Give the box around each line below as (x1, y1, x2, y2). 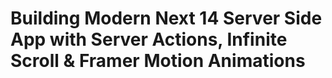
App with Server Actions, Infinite (10, 28, 288, 51)
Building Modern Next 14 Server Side (10, 7, 323, 30)
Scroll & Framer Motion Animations (10, 50, 306, 72)
